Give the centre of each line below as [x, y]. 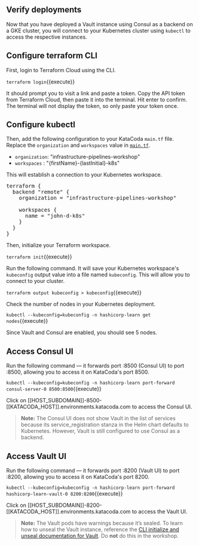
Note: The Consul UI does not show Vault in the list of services [98, 418]
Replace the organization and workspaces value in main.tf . [78, 145]
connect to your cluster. [35, 281]
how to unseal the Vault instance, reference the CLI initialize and [100, 529]
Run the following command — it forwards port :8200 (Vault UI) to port [93, 470]
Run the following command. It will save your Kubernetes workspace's [93, 269]
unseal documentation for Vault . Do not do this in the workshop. [100, 536]
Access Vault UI [36, 456]
